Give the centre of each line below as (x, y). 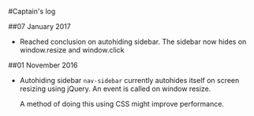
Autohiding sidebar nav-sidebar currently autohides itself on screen (129, 80)
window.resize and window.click (72, 50)
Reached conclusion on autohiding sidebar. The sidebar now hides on (133, 42)
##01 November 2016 (43, 65)
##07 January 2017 (39, 26)
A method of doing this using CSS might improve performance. (122, 104)
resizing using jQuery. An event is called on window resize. (115, 89)
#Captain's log (32, 11)
